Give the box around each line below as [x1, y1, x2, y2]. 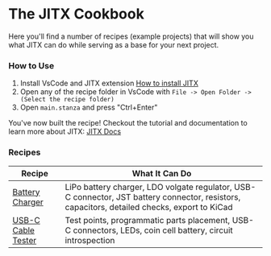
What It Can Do [131, 167, 192, 179]
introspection [65, 234, 115, 246]
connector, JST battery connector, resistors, [73, 191, 241, 202]
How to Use [8, 60, 55, 71]
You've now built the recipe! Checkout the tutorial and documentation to [8, 118, 248, 128]
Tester [12, 234, 37, 246]
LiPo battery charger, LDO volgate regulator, [65, 181, 232, 192]
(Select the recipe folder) [19, 96, 115, 104]
